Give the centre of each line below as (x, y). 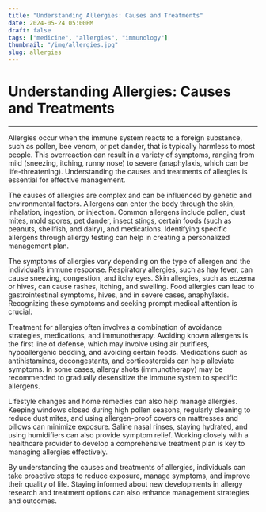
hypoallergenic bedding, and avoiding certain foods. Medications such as (128, 352)
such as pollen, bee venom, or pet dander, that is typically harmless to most (132, 146)
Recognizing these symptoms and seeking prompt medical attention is (123, 303)
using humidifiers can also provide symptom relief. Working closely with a (128, 435)
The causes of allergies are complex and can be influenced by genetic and (130, 195)
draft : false (30, 30)
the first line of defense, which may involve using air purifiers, (109, 344)
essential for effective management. (67, 180)
